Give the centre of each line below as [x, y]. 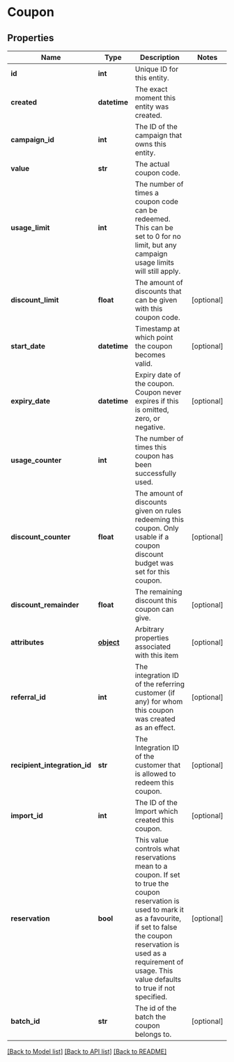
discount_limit [35, 300]
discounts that [158, 291]
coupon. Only [157, 528]
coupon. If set [157, 875]
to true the [152, 884]
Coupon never [158, 392]
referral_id [29, 697]
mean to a [151, 866]
